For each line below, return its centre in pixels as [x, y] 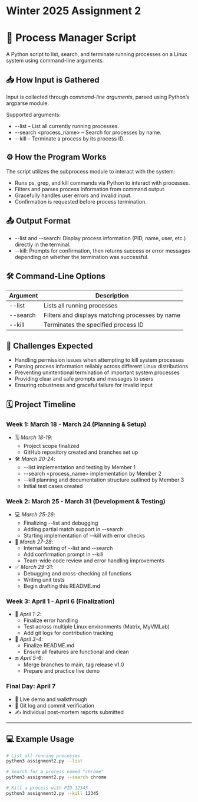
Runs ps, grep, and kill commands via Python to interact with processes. [102, 183]
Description [112, 296]
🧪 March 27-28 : [34, 542]
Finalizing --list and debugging [61, 523]
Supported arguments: [33, 114]
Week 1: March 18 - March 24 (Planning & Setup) [76, 424]
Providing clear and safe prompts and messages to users [84, 379]
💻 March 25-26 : [35, 515]
